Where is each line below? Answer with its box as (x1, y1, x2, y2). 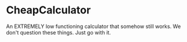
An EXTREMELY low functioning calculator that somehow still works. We (6, 23, 181, 30)
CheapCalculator (6, 3, 91, 17)
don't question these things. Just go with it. (6, 29, 111, 36)
